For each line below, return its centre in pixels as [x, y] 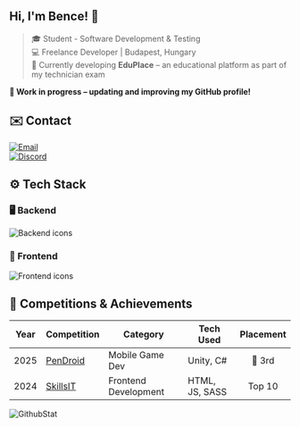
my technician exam [68, 74]
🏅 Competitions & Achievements [101, 304]
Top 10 [263, 387]
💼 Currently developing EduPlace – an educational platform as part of [159, 64]
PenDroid [65, 361]
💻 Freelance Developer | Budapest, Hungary [113, 52]
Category [144, 334]
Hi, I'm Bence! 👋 [54, 17]
